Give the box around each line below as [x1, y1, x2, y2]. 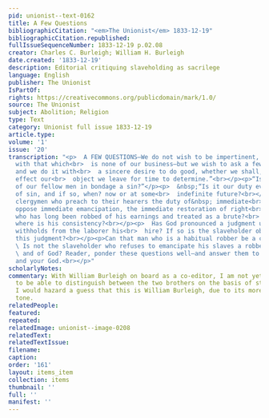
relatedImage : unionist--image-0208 [8, 324, 130, 332]
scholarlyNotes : [8, 265, 62, 273]
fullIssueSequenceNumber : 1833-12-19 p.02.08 [8, 42, 163, 50]
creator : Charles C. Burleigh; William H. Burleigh [8, 49, 184, 57]
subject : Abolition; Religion [8, 109, 110, 117]
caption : [8, 353, 38, 362]
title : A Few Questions [8, 19, 88, 27]
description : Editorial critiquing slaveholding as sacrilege [8, 64, 220, 72]
